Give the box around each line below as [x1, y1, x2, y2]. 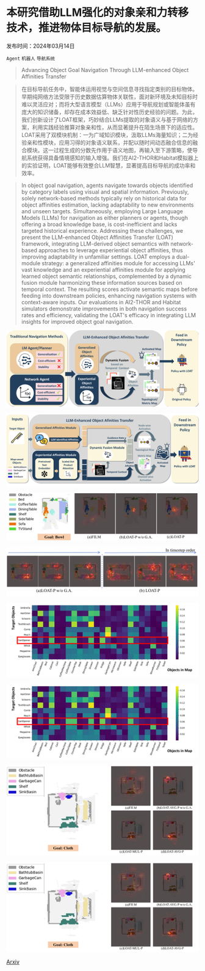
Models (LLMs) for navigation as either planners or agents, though [21, 214, 188, 221]
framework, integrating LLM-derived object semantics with [21, 240, 170, 247]
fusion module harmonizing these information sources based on [21, 279, 182, 286]
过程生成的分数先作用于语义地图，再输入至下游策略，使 [53, 146, 193, 153]
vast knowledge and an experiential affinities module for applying [21, 266, 186, 273]
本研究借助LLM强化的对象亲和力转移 [6, 5, 189, 20]
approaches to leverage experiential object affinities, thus [38, 246, 183, 254]
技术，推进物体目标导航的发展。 [6, 21, 167, 35]
